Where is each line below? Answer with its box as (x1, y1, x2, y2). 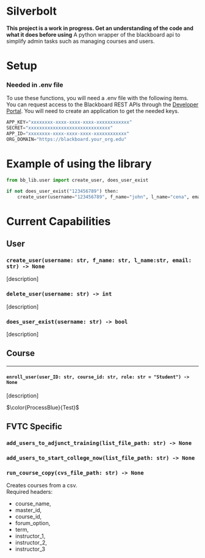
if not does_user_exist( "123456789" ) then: (6, 188, 119, 194)
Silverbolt (6, 4, 57, 18)
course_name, (15, 500, 51, 507)
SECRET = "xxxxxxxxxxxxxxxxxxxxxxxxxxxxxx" (6, 125, 113, 131)
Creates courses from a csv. (6, 482, 77, 489)
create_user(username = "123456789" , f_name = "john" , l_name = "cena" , (17, 194, 190, 200)
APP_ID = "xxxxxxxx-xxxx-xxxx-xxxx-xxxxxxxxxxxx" (6, 131, 130, 137)
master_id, (15, 507, 42, 514)
